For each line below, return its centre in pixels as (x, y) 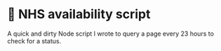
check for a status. (34, 41)
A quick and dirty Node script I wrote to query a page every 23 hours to (110, 34)
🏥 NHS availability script (79, 14)
